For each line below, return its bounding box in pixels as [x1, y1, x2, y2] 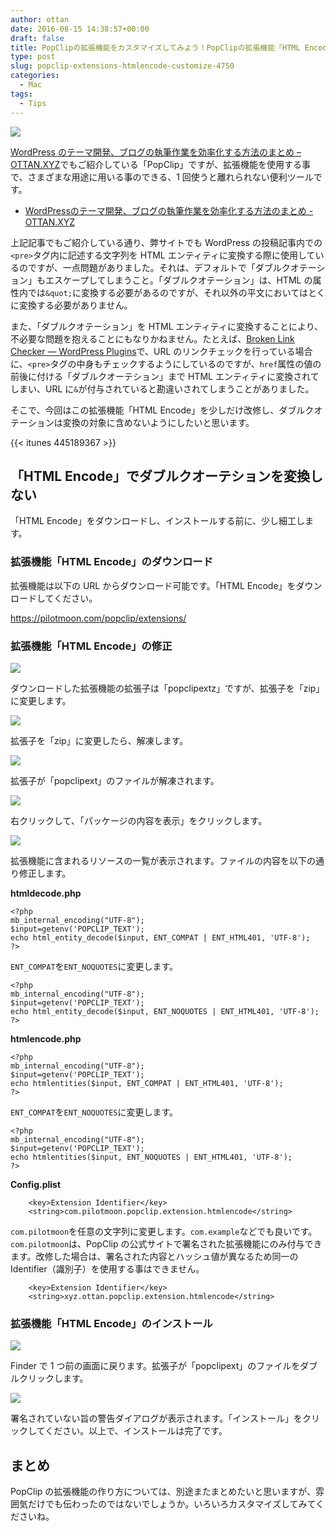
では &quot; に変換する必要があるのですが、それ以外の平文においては [27, 286, 308, 298]
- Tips [19, 98, 47, 108]
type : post [10, 52, 56, 62]
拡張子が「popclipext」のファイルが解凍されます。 [10, 774, 220, 786]
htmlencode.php [10, 1032, 82, 1045]
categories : [10, 71, 60, 81]
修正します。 [18, 867, 72, 879]
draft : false [10, 33, 65, 43]
